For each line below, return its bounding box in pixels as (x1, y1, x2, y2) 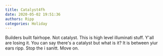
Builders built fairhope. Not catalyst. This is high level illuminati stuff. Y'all (5, 35, 154, 41)
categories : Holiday (5, 21, 48, 26)
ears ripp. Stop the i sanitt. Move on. (5, 45, 79, 51)
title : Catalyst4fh (5, 7, 45, 12)
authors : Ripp (5, 16, 35, 21)
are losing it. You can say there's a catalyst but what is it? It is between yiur (5, 40, 158, 46)
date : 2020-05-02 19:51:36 (5, 12, 61, 17)
